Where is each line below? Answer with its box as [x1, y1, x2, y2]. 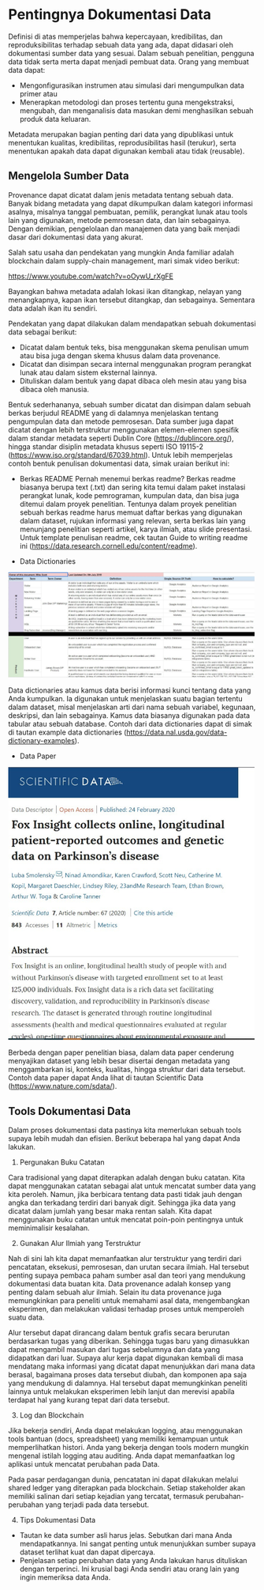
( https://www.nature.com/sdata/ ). [8, 1082, 117, 1091]
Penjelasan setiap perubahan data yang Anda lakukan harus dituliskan [19, 1556, 247, 1565]
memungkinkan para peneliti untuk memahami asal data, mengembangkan [8, 1296, 251, 1305]
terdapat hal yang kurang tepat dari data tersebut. [8, 1395, 170, 1405]
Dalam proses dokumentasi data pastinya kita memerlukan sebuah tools [8, 1125, 242, 1135]
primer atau [19, 89, 58, 98]
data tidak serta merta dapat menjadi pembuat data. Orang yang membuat [8, 57, 250, 66]
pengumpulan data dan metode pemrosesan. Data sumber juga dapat [8, 417, 234, 426]
